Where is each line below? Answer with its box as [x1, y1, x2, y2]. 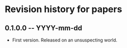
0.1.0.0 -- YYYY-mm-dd [5, 24, 83, 32]
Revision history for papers [5, 4, 122, 15]
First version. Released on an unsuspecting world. [12, 37, 118, 43]
